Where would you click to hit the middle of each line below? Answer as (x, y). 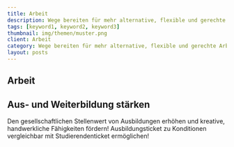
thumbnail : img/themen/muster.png (57, 33)
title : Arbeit (28, 14)
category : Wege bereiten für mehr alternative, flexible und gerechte (112, 46)
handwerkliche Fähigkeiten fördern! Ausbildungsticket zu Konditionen (107, 129)
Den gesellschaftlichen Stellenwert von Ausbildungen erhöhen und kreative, (116, 121)
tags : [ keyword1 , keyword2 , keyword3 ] (63, 26)
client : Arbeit (29, 40)
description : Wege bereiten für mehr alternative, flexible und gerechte (117, 20)
